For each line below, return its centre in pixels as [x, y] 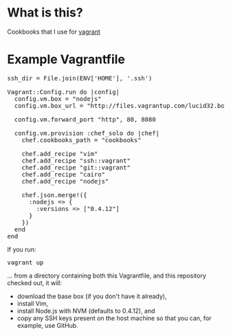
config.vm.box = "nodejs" [58, 99]
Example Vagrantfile [66, 59]
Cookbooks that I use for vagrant [54, 32]
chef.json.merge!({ [54, 195]
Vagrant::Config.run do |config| [64, 92]
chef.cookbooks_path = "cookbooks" [81, 140]
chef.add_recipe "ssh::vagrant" [76, 160]
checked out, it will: [35, 282]
